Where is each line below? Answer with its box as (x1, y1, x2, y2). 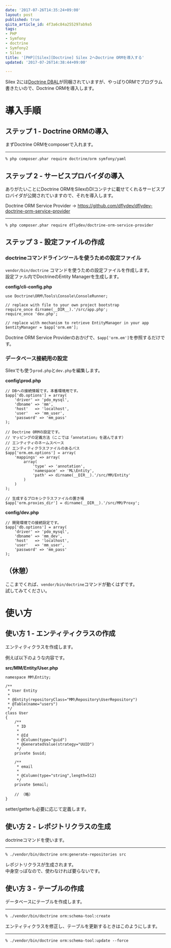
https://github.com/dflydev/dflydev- (77, 203, 153, 209)
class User (5, 710, 28, 716)
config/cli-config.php (5, 283, 52, 290)
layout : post (5, 12, 33, 17)
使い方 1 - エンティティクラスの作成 (5, 629, 116, 638)
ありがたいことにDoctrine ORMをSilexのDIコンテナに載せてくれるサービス (5, 186, 161, 192)
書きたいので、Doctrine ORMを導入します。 (5, 85, 97, 91)
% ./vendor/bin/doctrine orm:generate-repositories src (5, 851, 126, 857)
